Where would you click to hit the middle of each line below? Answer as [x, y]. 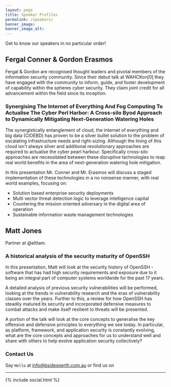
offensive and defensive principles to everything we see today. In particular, [85, 325]
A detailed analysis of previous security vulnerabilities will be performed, [81, 288]
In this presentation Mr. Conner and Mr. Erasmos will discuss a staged [78, 172]
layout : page [19, 10]
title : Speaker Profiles [32, 15]
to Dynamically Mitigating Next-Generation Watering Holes [80, 119]
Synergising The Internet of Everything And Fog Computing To [84, 106]
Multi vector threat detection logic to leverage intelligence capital [81, 198]
